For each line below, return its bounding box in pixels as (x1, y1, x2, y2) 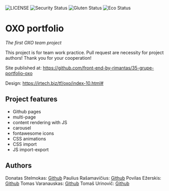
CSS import (12, 141, 37, 147)
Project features (5, 95, 58, 104)
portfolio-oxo (5, 70, 33, 76)
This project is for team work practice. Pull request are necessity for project (5, 49, 164, 56)
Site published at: (5, 64, 42, 71)
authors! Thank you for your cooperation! (5, 55, 92, 61)
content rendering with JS (12, 119, 68, 125)
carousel (12, 125, 32, 131)
